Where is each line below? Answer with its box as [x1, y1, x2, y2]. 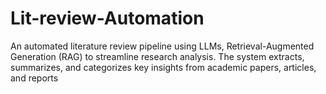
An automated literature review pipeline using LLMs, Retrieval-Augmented [10, 40, 315, 52]
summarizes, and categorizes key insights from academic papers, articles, [10, 61, 317, 73]
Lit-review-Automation [10, 7, 205, 30]
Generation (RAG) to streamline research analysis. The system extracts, [10, 50, 305, 62]
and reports [10, 72, 59, 84]
